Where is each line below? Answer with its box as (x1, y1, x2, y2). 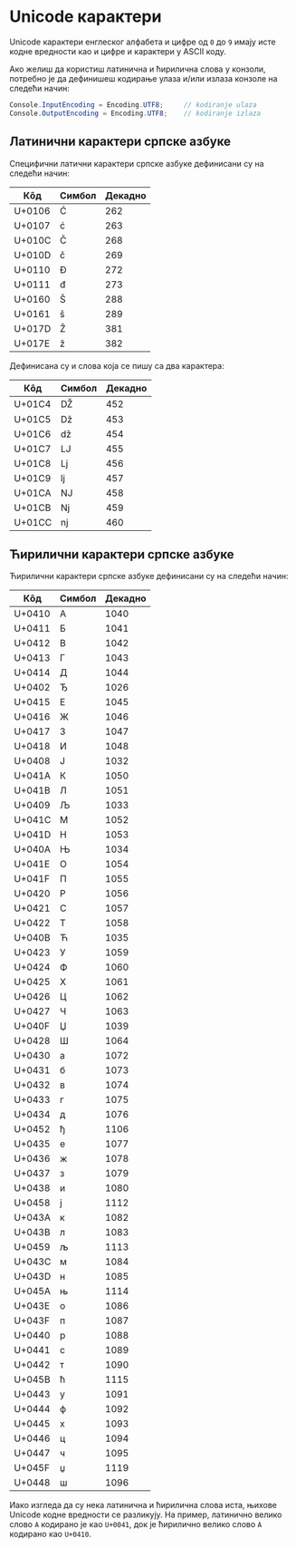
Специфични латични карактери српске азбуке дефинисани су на (9, 158, 264, 169)
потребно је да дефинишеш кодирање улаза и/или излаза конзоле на (9, 73, 278, 83)
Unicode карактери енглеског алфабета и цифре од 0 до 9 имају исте (9, 36, 276, 47)
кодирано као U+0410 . (9, 1529, 92, 1540)
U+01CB (14, 501, 52, 514)
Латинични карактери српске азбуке (9, 134, 231, 150)
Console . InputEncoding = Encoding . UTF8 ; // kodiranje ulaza (9, 100, 257, 110)
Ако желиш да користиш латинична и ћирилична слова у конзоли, (9, 63, 266, 74)
